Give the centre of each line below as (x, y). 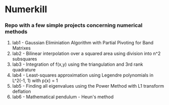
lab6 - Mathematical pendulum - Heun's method (63, 97)
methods (16, 32)
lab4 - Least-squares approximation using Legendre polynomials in (83, 75)
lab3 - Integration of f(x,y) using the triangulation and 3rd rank (78, 64)
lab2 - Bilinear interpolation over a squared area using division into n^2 (86, 54)
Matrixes (21, 48)
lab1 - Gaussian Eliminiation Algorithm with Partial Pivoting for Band (83, 43)
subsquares (25, 59)
